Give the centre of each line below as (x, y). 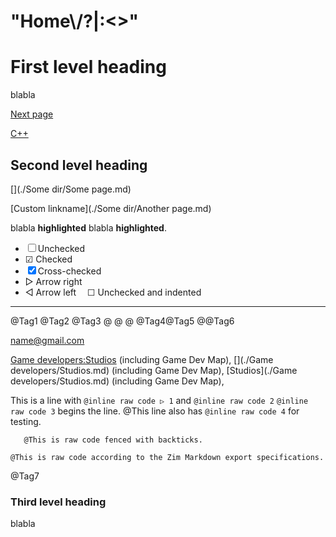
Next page (32, 114)
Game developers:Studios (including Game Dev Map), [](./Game (142, 359)
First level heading (88, 67)
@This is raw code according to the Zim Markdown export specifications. (167, 457)
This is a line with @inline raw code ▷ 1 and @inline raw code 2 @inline (159, 400)
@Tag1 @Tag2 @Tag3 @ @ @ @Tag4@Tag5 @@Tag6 (122, 321)
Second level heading (79, 165)
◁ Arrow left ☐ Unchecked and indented (113, 292)
